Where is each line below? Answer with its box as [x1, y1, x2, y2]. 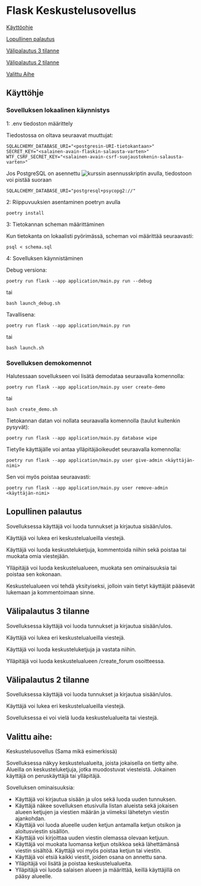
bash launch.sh [6, 345, 45, 351]
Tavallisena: [6, 310, 36, 318]
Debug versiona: [6, 266, 48, 274]
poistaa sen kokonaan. [6, 570, 62, 577]
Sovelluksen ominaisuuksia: [6, 784, 75, 791]
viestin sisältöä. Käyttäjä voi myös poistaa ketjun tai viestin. [14, 847, 162, 855]
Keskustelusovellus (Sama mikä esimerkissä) [6, 748, 117, 755]
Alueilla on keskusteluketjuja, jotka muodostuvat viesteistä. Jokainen [6, 766, 176, 773]
